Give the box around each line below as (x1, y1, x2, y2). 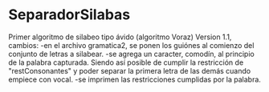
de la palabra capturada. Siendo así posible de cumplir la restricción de (8, 58, 244, 67)
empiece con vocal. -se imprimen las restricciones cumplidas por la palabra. (8, 74, 261, 84)
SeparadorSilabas (8, 6, 131, 24)
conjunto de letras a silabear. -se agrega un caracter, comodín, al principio (8, 49, 255, 58)
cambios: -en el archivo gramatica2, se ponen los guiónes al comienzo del (8, 40, 255, 50)
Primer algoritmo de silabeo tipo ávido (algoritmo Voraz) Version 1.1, (8, 32, 232, 42)
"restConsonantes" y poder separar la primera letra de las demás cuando (8, 66, 251, 75)
